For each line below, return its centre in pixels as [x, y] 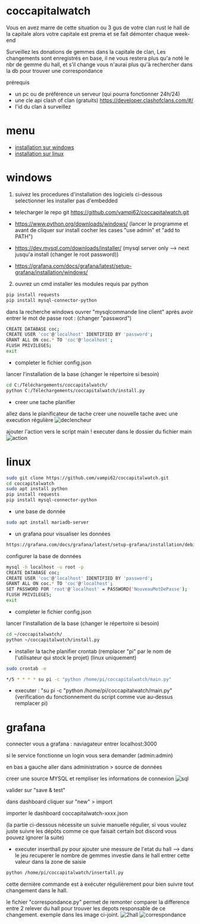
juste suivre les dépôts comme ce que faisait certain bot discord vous [91, 831]
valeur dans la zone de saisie [50, 862]
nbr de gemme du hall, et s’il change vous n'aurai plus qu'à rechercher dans [99, 64]
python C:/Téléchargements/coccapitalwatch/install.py [76, 390]
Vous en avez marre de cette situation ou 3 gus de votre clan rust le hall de [98, 27]
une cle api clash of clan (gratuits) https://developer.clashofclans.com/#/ [104, 100]
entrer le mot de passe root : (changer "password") [69, 318]
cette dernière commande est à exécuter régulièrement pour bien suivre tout [100, 884]
